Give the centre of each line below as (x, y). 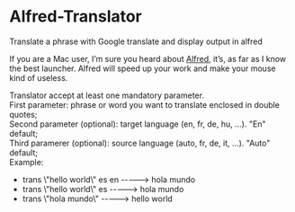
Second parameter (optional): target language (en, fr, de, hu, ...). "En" (138, 124)
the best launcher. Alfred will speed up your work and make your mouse (143, 68)
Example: (27, 162)
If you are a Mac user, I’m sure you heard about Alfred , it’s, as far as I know (148, 58)
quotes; (23, 114)
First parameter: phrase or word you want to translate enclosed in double (145, 104)
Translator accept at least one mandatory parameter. (107, 95)
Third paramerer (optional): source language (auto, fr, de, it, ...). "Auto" (140, 143)
